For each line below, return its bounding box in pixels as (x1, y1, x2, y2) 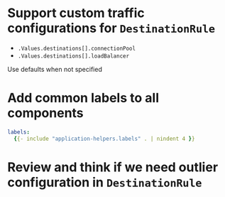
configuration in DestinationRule (7, 174, 202, 190)
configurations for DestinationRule (7, 20, 215, 36)
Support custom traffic (7, 5, 145, 21)
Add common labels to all (7, 90, 160, 106)
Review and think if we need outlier (7, 159, 219, 175)
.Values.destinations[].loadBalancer (17, 52, 130, 60)
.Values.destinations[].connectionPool (17, 45, 136, 52)
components (7, 105, 84, 122)
